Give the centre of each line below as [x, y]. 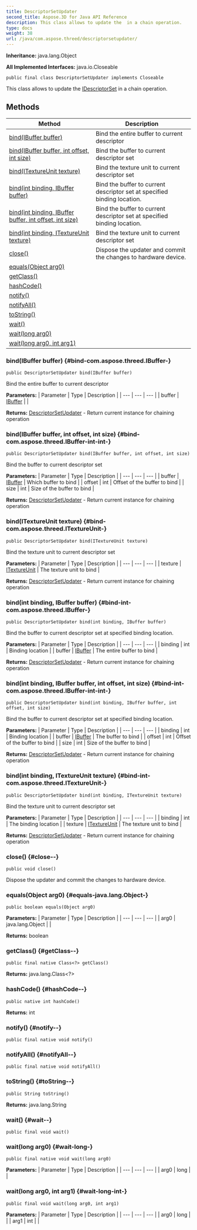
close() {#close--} [33, 857]
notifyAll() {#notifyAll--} [41, 1054]
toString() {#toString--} [40, 1081]
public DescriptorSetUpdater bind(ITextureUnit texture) [77, 541]
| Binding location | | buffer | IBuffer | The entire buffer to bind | [82, 651]
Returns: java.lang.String [36, 1104]
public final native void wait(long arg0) [59, 1159]
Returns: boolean [27, 936]
